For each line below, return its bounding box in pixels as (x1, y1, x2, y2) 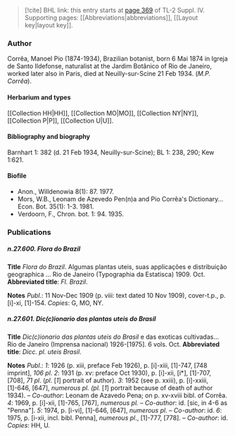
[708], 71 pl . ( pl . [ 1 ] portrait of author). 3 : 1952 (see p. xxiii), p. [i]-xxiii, (7, 376, 209, 385)
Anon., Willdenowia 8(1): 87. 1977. (17, 187, 115, 196)
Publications (7, 227, 51, 237)
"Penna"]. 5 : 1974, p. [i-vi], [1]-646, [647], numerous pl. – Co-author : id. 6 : (7, 406, 222, 414)
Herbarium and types (7, 93, 72, 101)
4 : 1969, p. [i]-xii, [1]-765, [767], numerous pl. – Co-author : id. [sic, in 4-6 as (7, 398, 227, 407)
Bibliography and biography (7, 132, 90, 141)
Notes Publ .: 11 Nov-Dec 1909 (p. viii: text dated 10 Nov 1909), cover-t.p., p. (7, 291, 227, 299)
